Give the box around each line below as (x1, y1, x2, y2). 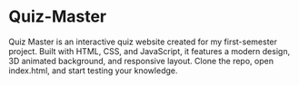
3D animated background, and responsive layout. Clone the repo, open (8, 55, 274, 66)
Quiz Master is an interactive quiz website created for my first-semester (8, 36, 278, 47)
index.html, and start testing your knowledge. (8, 65, 178, 76)
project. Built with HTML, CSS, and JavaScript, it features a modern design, (8, 45, 291, 56)
